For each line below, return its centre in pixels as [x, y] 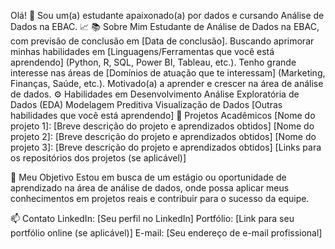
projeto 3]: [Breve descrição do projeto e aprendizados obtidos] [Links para [166, 147]
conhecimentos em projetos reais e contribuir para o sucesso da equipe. [160, 198]
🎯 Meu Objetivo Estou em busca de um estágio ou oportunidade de [148, 177]
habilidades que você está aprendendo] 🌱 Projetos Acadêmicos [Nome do [163, 115]
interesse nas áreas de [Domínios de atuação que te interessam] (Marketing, [168, 73]
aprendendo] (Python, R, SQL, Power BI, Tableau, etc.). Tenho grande [153, 62]
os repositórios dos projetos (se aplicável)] [98, 158]
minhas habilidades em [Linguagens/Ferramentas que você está [142, 51]
